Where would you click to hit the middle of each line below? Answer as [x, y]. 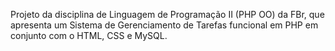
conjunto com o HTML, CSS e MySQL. [89, 35]
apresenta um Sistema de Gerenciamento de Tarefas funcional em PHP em [164, 25]
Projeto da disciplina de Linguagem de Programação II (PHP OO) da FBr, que [167, 14]
